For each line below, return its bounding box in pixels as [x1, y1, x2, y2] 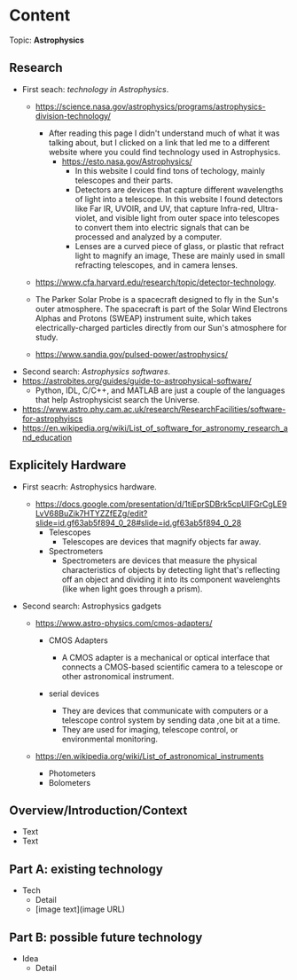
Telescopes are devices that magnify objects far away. [61, 536, 262, 546]
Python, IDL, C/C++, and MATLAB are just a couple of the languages [35, 385, 285, 396]
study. [35, 332, 59, 342]
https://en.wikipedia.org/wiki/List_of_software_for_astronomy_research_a [21, 422, 288, 433]
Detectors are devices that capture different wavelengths [74, 184, 284, 195]
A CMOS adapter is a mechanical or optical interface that [61, 652, 270, 662]
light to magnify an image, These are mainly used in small [74, 250, 285, 261]
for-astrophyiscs [21, 413, 83, 424]
